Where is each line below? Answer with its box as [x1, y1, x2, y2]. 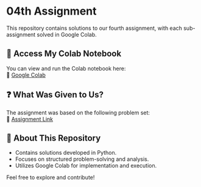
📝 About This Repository [6, 133, 101, 143]
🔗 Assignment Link [6, 115, 54, 122]
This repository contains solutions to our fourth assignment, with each [6, 24, 183, 32]
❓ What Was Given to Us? [6, 90, 104, 100]
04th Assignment [6, 4, 97, 18]
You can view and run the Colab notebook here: [6, 65, 126, 72]
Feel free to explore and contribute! [6, 174, 95, 181]
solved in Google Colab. [37, 30, 97, 38]
